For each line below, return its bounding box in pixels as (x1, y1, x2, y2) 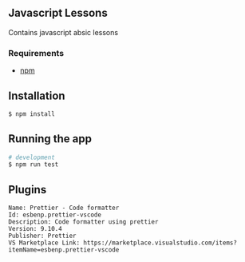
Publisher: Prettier (8, 232, 77, 240)
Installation (8, 89, 65, 102)
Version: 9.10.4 (8, 225, 62, 233)
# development (8, 153, 56, 161)
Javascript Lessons (8, 6, 108, 20)
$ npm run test (8, 161, 59, 169)
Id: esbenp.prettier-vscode (8, 211, 102, 219)
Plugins (8, 183, 47, 196)
